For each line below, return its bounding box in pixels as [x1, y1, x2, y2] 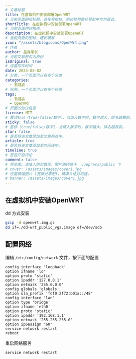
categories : [5, 78, 30, 83]
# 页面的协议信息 [5, 106, 36, 111]
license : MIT [5, 110, 33, 116]
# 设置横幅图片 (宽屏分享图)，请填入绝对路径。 [5, 171, 91, 176]
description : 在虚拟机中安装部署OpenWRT [5, 31, 84, 36]
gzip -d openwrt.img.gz [5, 220, 55, 225]
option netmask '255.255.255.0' [5, 317, 73, 322]
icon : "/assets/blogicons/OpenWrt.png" [5, 40, 89, 45]
